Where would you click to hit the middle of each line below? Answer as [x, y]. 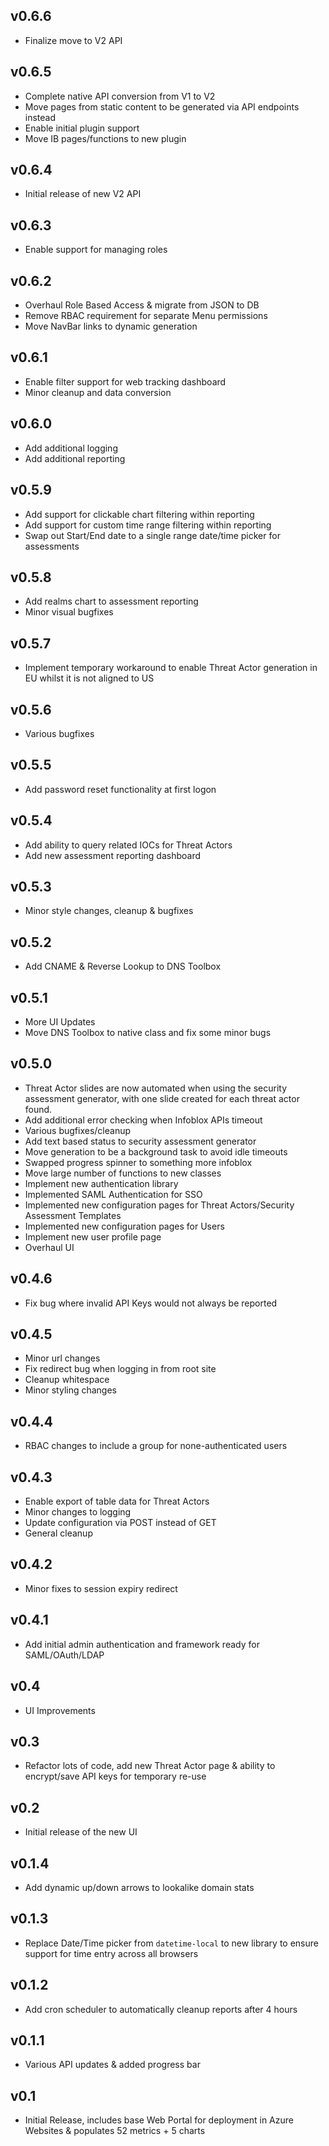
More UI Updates [60, 1022]
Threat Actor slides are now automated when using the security [156, 1088]
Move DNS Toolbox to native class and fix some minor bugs [148, 1032]
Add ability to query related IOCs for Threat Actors [128, 845]
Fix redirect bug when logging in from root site [120, 1369]
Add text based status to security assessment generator [140, 1141]
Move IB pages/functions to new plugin [105, 138]
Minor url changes [62, 1358]
